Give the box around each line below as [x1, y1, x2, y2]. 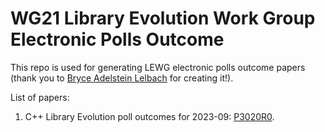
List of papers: [10, 91, 70, 103]
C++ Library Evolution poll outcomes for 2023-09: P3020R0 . [24, 110, 275, 122]
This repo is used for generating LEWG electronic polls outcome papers [10, 61, 306, 73]
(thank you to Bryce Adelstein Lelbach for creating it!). [10, 72, 234, 84]
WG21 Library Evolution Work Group [10, 7, 316, 30]
